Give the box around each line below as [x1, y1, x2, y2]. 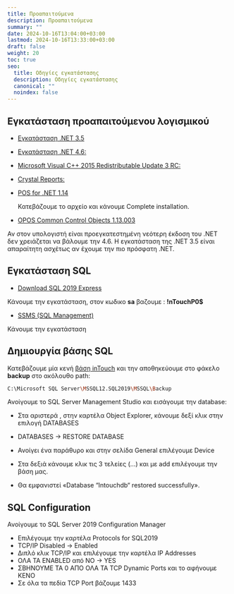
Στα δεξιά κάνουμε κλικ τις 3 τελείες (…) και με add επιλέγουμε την [17, 460, 218, 468]
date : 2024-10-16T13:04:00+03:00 [7, 30, 106, 37]
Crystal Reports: [17, 174, 65, 183]
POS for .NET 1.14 [17, 188, 68, 197]
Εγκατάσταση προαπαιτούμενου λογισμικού [7, 115, 210, 127]
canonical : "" [13, 83, 55, 90]
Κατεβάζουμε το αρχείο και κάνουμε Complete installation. [17, 202, 190, 210]
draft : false [7, 43, 46, 50]
